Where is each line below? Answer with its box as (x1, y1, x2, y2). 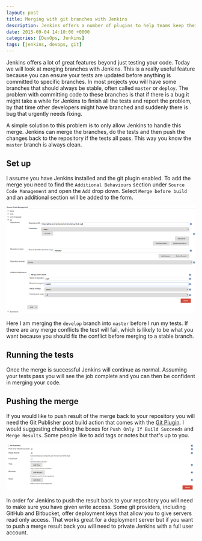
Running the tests (6, 350, 74, 360)
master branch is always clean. (6, 141, 82, 148)
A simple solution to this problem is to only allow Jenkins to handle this (6, 122, 182, 129)
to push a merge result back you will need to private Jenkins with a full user (6, 522, 194, 530)
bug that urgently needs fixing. (6, 110, 82, 117)
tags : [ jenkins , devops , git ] (6, 42, 82, 48)
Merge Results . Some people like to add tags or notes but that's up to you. (6, 431, 189, 438)
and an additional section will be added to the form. (6, 194, 133, 201)
